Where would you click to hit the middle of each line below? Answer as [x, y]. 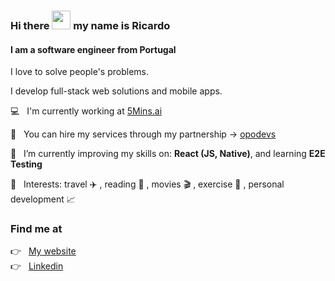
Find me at [36, 229]
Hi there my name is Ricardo [90, 25]
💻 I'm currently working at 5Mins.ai [86, 111]
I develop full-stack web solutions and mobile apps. [116, 91]
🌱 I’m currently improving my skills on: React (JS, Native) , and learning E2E [168, 154]
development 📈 [43, 199]
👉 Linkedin [37, 266]
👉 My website [43, 251]
